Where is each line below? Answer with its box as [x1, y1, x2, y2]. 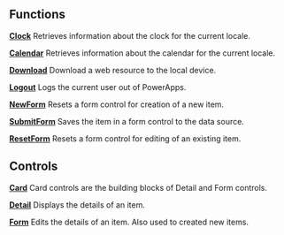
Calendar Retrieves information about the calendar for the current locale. [9, 48, 276, 58]
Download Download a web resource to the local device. [9, 64, 217, 75]
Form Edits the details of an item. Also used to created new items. [9, 216, 249, 227]
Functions [9, 7, 66, 22]
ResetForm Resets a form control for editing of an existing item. [9, 133, 242, 144]
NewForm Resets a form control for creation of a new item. [9, 99, 224, 110]
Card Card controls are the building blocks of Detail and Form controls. [9, 182, 268, 193]
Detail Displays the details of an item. [9, 199, 146, 210]
